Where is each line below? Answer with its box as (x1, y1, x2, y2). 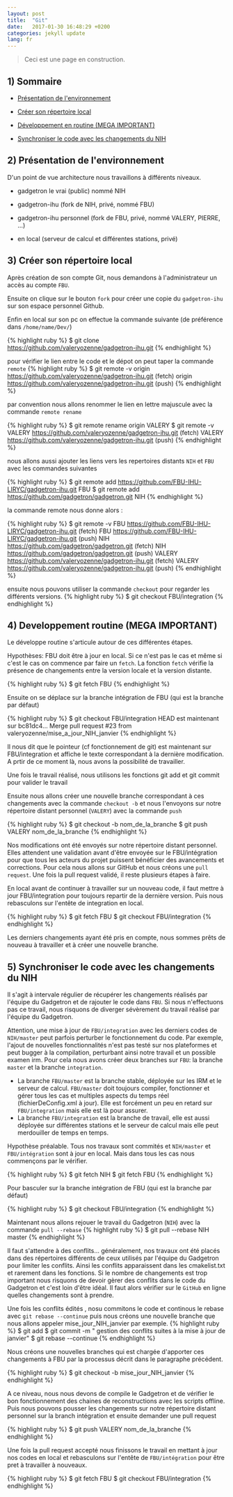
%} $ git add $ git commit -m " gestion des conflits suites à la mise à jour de (7, 1327, 226, 1335)
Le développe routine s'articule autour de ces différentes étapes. (7, 638, 193, 647)
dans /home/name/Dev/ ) (7, 322, 72, 331)
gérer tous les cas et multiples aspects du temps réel (17, 1091, 169, 1100)
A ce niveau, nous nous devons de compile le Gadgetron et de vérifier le (7, 1390, 214, 1398)
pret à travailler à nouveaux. (7, 1461, 88, 1469)
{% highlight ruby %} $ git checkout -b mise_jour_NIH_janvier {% (7, 1369, 195, 1377)
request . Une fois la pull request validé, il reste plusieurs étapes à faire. (7, 870, 211, 879)
